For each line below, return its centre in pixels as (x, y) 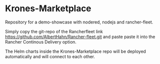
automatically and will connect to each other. (50, 56)
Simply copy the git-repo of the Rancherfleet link (54, 31)
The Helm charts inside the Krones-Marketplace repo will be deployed (76, 51)
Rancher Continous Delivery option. (41, 42)
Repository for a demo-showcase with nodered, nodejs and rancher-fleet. (79, 22)
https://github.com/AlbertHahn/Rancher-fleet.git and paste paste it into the (80, 37)
